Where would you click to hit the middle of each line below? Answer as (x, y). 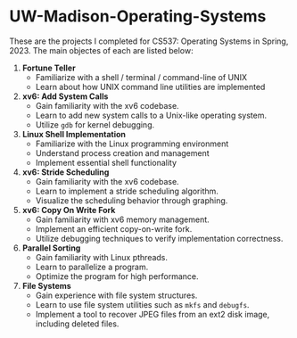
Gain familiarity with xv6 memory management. (122, 219)
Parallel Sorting (51, 248)
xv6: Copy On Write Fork (69, 210)
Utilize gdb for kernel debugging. (95, 124)
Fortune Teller (49, 68)
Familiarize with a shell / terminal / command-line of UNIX (141, 77)
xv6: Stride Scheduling (66, 172)
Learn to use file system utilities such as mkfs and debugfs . (142, 304)
